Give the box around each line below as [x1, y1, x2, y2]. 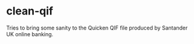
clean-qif [6, 4, 54, 18]
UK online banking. [6, 30, 54, 37]
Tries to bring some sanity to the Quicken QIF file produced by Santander [6, 24, 188, 31]
